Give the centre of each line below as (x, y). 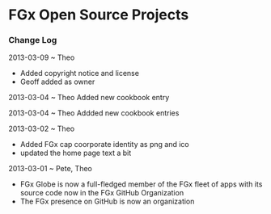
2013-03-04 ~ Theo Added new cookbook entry (89, 98)
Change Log (33, 40)
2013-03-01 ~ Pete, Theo (51, 169)
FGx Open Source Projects (99, 15)
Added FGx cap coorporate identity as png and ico (104, 145)
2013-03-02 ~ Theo (42, 129)
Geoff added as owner (57, 82)
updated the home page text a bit (76, 153)
